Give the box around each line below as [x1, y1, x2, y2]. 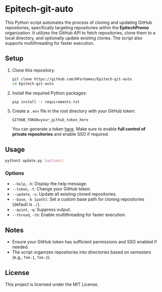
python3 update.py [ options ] [5, 158, 64, 164]
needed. [12, 244, 29, 250]
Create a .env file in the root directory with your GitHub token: [12, 108, 136, 114]
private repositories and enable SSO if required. [12, 131, 109, 137]
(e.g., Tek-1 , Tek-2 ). [12, 255, 51, 260]
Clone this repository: [12, 67, 55, 73]
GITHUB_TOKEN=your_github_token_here [12, 118, 89, 123]
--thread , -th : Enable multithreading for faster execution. [12, 212, 126, 218]
